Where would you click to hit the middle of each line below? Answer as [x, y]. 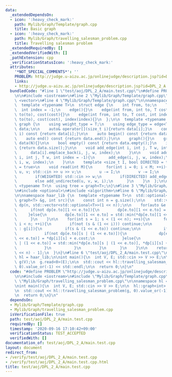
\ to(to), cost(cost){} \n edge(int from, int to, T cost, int [86, 115]
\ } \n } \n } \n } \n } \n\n [81, 248]
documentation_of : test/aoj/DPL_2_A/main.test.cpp [60, 343]
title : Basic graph [35, 29]
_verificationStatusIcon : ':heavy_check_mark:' [62, 62]
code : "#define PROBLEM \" [39, 272]
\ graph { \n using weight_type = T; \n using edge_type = [83, 124]
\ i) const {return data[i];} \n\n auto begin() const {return [86, 134]
